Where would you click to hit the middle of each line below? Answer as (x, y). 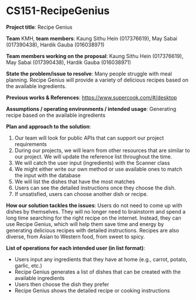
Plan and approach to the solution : (49, 126)
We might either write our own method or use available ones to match (98, 169)
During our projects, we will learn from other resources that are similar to (102, 150)
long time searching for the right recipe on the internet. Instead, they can (94, 218)
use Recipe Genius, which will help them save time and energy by (85, 224)
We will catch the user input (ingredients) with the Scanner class (92, 163)
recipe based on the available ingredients (56, 115)
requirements (30, 144)
